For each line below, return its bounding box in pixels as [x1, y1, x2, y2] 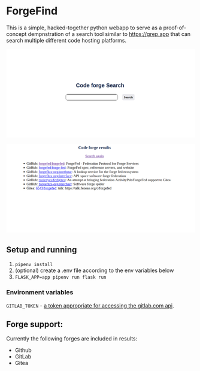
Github [14, 346, 32, 354]
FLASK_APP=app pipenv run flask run [14, 275, 107, 280]
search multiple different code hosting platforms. [6, 37, 127, 44]
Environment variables [6, 288, 74, 297]
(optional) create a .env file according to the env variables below [14, 267, 174, 274]
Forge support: [6, 319, 63, 329]
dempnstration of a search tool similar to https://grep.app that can [28, 30, 191, 37]
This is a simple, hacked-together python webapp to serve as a [6, 24, 162, 31]
